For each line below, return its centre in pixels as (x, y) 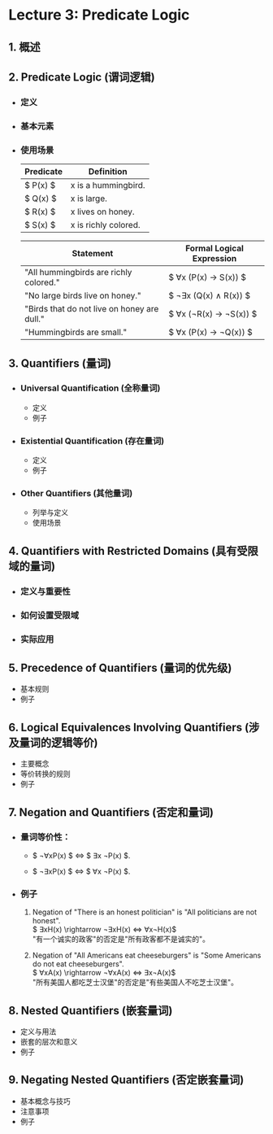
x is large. (89, 198)
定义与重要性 (45, 591)
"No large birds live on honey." (82, 296)
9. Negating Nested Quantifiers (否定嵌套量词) (126, 1080)
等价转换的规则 (45, 774)
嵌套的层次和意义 (49, 1041)
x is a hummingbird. (108, 185)
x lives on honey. (103, 212)
